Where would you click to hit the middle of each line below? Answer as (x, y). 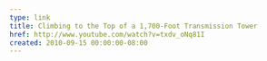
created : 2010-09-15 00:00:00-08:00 (79, 43)
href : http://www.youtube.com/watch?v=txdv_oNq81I (107, 34)
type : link (30, 17)
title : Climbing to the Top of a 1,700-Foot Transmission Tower (133, 26)
